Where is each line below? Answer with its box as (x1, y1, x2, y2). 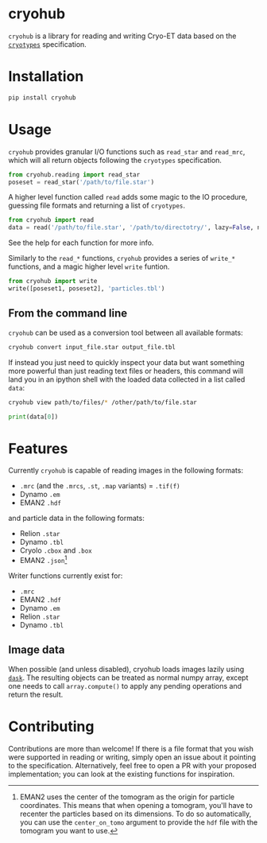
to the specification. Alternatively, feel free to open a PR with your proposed (8, 760, 257, 770)
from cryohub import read (8, 216, 94, 224)
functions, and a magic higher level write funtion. (8, 262, 170, 271)
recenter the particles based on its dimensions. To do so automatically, (19, 809, 252, 818)
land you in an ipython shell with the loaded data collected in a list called (8, 375, 246, 384)
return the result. (8, 690, 64, 699)
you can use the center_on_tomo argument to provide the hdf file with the (19, 817, 258, 827)
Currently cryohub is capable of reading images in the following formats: (8, 466, 244, 476)
